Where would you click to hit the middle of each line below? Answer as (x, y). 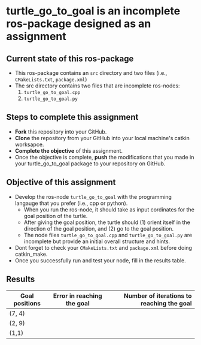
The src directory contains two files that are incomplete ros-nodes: (98, 86)
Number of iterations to (158, 296)
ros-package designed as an (79, 24)
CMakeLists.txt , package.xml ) (51, 79)
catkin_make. (31, 254)
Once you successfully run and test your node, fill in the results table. (100, 260)
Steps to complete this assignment (72, 117)
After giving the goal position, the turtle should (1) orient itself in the (107, 222)
